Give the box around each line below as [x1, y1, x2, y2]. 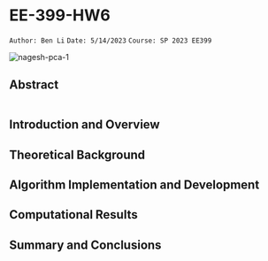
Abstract [9, 77, 59, 93]
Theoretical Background [9, 147, 146, 162]
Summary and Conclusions [9, 237, 162, 252]
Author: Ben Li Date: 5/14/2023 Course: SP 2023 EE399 [9, 36, 212, 45]
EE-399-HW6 [9, 5, 111, 26]
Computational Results [9, 207, 139, 222]
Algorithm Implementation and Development [9, 177, 260, 192]
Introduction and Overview [9, 117, 161, 133]
